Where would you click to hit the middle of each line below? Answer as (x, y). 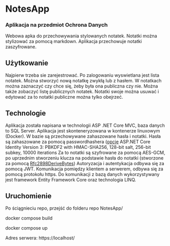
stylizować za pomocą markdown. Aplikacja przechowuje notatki (74, 41)
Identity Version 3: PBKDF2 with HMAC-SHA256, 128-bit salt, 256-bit (78, 147)
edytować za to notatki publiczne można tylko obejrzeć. (64, 97)
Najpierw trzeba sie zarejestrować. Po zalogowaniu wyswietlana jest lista (82, 75)
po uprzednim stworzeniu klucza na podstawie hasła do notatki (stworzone (84, 158)
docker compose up (26, 228)
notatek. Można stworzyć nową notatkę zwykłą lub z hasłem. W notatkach (83, 81)
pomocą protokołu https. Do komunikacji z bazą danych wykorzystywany (82, 174)
